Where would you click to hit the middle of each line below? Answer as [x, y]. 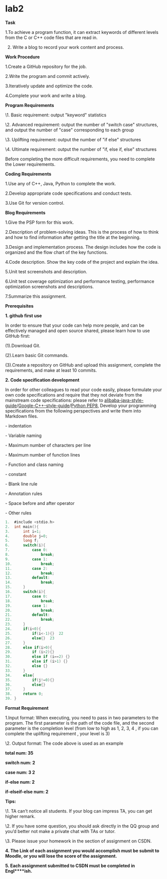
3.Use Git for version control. [35, 203]
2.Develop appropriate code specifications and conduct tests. [69, 193]
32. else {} [27, 666]
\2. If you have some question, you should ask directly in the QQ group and [82, 826]
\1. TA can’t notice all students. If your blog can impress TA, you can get [79, 811]
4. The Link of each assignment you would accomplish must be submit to [82, 851]
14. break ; [30, 582]
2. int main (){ [22, 527]
